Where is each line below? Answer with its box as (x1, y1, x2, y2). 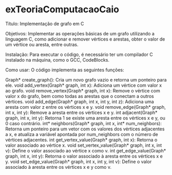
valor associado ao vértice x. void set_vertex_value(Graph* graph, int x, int (5, 142, 162, 148)
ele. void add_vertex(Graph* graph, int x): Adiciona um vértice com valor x (5, 82, 162, 88)
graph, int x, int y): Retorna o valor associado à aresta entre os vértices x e (5, 153, 163, 159)
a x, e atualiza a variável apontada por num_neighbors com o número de (5, 131, 158, 137)
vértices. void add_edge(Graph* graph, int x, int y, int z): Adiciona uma (5, 99, 154, 105)
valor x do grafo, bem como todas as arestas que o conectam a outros (5, 93, 154, 99)
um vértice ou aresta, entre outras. (5, 41, 79, 47)
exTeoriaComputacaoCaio (5, 4, 120, 15)
